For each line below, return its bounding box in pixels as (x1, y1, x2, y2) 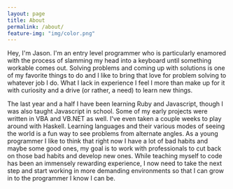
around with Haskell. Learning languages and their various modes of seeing (7, 122, 225, 130)
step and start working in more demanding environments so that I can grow (7, 167, 225, 175)
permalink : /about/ (7, 23, 64, 30)
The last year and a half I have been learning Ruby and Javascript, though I (7, 99, 224, 108)
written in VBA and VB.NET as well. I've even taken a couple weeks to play (7, 115, 222, 123)
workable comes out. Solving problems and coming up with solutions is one (7, 64, 225, 72)
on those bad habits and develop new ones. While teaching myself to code (7, 152, 223, 160)
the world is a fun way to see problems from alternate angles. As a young (7, 129, 218, 138)
